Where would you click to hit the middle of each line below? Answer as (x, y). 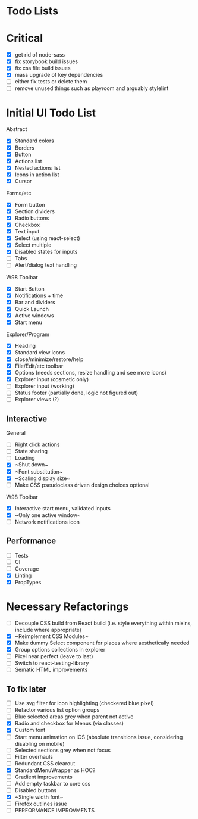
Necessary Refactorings (67, 607)
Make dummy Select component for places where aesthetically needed (102, 643)
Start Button (29, 289)
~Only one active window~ (48, 515)
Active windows (34, 315)
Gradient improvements (43, 777)
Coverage (27, 569)
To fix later (26, 689)
